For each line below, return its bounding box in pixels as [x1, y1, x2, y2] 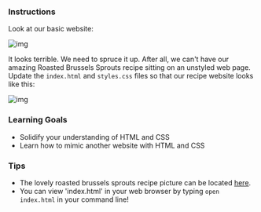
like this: [8, 79, 35, 89]
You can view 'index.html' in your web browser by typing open [19, 186, 220, 196]
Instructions [8, 6, 57, 17]
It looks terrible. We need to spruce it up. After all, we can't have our [8, 54, 230, 64]
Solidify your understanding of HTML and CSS [19, 132, 171, 141]
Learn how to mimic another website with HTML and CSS [19, 141, 205, 150]
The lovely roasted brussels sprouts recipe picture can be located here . [19, 177, 252, 187]
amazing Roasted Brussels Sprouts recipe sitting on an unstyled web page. [8, 63, 252, 72]
